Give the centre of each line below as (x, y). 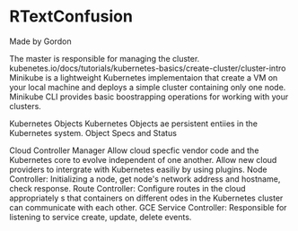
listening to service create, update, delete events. (101, 217)
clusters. (26, 106)
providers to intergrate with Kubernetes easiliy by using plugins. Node (138, 169)
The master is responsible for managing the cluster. (105, 58)
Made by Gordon (40, 41)
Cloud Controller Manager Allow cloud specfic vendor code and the (134, 150)
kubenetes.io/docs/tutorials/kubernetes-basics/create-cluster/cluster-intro (148, 68)
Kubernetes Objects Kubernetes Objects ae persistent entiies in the (134, 124)
